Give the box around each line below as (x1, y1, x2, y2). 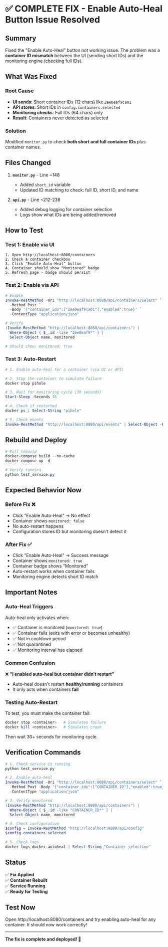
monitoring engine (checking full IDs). (5, 58, 83, 64)
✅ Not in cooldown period (12, 635, 66, 642)
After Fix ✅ (5, 541, 32, 548)
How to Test (5, 226, 43, 235)
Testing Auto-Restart (5, 699, 58, 706)
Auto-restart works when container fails (12, 568, 95, 574)
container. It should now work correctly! (5, 922, 87, 928)
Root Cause (5, 87, 34, 94)
